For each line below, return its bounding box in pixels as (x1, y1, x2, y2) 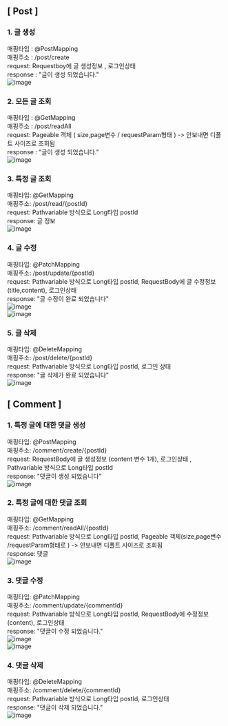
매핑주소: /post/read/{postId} (7, 200, 88, 208)
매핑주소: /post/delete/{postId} (7, 353, 93, 362)
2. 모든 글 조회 (7, 96, 52, 106)
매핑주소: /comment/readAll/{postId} (7, 523, 109, 532)
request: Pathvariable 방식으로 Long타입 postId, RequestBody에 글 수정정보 (7, 277, 216, 285)
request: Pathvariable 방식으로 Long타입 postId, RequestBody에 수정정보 (7, 610, 209, 619)
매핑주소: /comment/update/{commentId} (7, 601, 123, 610)
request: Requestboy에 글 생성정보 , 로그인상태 (7, 61, 136, 70)
